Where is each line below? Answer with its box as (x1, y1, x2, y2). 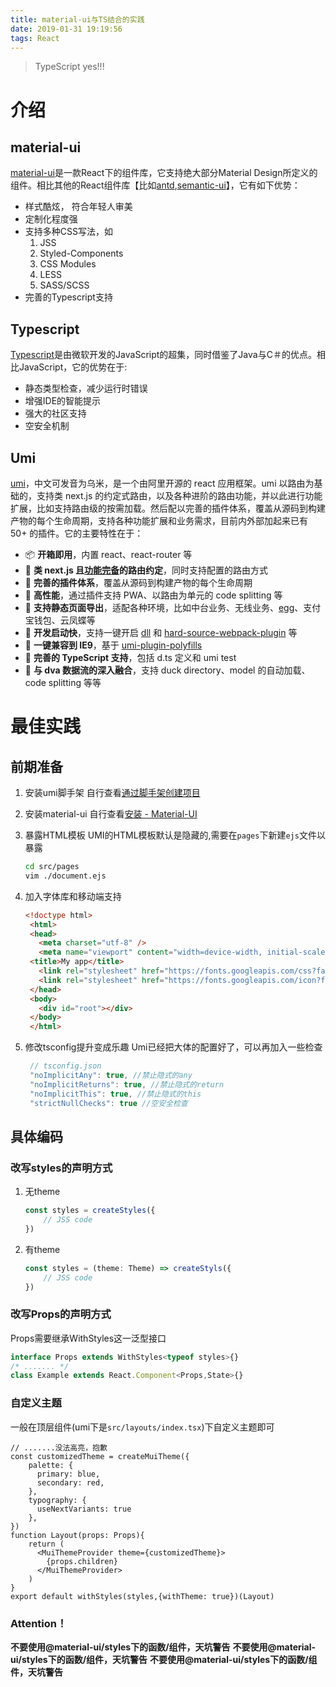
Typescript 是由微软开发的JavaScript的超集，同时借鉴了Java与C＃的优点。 (10, 349, 317, 361)
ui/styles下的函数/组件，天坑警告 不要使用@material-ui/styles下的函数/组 (10, 1653, 318, 1665)
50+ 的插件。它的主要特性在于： (10, 527, 144, 539)
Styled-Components (39, 247, 124, 260)
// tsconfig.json (29, 1061, 102, 1071)
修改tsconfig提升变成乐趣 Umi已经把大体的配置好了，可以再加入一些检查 (24, 1041, 323, 1053)
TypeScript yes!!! (34, 61, 105, 73)
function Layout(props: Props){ (10, 1530, 145, 1540)
